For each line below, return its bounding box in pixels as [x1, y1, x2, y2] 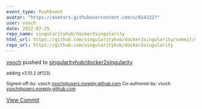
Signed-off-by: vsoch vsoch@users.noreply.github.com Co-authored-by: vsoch [6, 80, 171, 87]
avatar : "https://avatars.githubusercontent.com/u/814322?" [6, 14, 161, 20]
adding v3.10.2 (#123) [6, 70, 51, 76]
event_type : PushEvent [6, 8, 63, 15]
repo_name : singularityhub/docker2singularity [6, 31, 125, 37]
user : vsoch [6, 20, 36, 26]
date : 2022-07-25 [6, 25, 50, 32]
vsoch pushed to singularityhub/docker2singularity [6, 58, 133, 66]
